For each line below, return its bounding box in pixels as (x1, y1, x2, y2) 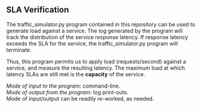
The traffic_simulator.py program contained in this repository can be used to (6, 20, 196, 28)
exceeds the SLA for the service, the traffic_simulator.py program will (6, 40, 178, 47)
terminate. (6, 46, 32, 53)
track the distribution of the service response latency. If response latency (6, 33, 188, 41)
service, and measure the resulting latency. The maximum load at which (6, 64, 185, 71)
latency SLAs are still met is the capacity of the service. (6, 70, 145, 77)
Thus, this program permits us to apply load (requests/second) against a (6, 58, 187, 65)
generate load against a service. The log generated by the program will (6, 27, 183, 34)
